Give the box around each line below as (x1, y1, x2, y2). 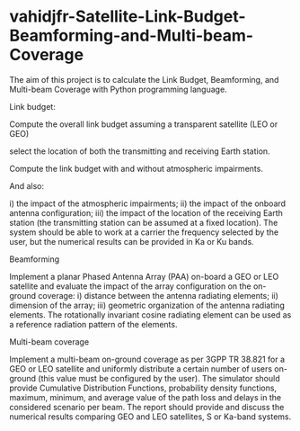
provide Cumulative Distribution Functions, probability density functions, (9, 382, 277, 393)
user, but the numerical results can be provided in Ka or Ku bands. (9, 236, 254, 247)
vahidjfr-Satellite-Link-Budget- (9, 6, 246, 27)
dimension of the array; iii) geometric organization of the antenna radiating (9, 300, 285, 310)
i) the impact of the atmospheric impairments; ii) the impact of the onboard (9, 198, 286, 209)
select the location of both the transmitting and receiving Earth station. (9, 146, 271, 157)
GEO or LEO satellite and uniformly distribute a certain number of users (9, 363, 272, 374)
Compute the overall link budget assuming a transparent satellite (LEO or (9, 119, 278, 130)
